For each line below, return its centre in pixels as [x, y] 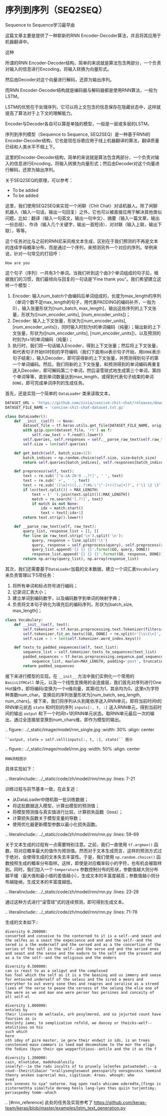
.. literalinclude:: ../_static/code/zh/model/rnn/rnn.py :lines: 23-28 [72, 892]
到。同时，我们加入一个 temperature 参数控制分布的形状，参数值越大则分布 [82, 869]
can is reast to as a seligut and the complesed [56, 971]
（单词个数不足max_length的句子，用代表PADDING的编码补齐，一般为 [84, 302]
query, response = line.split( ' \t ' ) [70, 540]
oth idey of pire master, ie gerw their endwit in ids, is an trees [78, 1040]
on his [36, 1027]
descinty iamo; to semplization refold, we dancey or [62, 1023]
